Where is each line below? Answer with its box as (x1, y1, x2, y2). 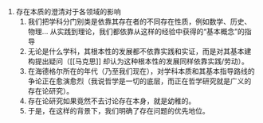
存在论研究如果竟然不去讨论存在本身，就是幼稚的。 (27, 96, 196, 106)
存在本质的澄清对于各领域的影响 (15, 7, 121, 16)
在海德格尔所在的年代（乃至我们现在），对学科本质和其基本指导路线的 (27, 67, 255, 75)
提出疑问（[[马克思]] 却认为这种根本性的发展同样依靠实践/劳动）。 (34, 56, 249, 66)
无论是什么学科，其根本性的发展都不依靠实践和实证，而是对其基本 (27, 47, 245, 56)
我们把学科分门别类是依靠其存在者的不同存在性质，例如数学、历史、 (27, 17, 252, 26)
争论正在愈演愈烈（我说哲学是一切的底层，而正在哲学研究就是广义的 (27, 76, 252, 86)
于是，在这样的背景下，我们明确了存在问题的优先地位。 (27, 106, 210, 115)
